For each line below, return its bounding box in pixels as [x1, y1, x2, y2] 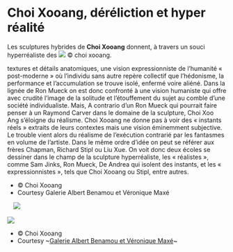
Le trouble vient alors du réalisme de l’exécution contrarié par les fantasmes [7, 131, 225, 139]
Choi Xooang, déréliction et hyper [7, 5, 207, 21]
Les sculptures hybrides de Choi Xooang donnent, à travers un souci [7, 42, 205, 51]
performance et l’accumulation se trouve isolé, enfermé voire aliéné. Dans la [7, 78, 225, 87]
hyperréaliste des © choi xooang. [7, 51, 112, 59]
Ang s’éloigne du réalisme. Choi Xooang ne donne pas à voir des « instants [7, 116, 222, 124]
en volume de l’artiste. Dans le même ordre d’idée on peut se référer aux [7, 137, 214, 146]
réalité [7, 19, 45, 35]
